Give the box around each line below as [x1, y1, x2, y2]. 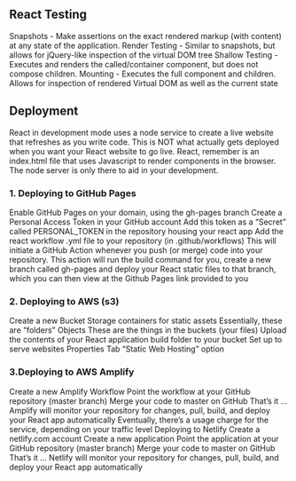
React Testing [9, 7, 87, 22]
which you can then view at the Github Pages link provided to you [9, 272, 249, 283]
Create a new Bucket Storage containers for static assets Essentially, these [9, 315, 283, 327]
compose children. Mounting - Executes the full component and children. [9, 68, 277, 79]
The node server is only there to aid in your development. [9, 164, 219, 176]
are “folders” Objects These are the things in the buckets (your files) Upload [9, 325, 287, 335]
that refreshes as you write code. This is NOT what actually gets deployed [9, 137, 279, 147]
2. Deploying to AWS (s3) [9, 295, 120, 307]
